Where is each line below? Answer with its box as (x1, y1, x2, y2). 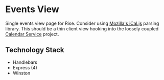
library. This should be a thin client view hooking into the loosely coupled (5, 25, 159, 31)
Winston (12, 70, 31, 76)
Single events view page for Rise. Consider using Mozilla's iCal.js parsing (5, 20, 159, 26)
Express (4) (12, 64, 37, 70)
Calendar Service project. (5, 31, 59, 37)
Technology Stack (5, 46, 64, 54)
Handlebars (12, 59, 37, 65)
